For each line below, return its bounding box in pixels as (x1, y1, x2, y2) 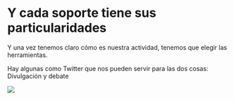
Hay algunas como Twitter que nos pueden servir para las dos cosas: (7, 64, 209, 73)
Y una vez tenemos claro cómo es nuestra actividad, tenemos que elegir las (7, 43, 228, 51)
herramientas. (7, 51, 48, 59)
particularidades (7, 20, 107, 36)
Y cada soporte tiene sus (7, 5, 156, 21)
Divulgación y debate (7, 72, 69, 80)
